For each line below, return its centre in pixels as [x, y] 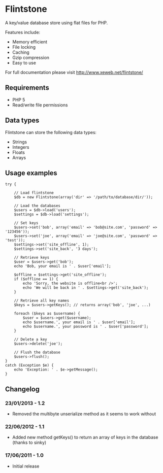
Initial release [26, 466]
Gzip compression [31, 57]
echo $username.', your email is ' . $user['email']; [79, 322]
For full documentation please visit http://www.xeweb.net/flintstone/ [74, 72]
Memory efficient [30, 42]
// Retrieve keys [32, 258]
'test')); [15, 240]
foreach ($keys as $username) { [47, 314]
